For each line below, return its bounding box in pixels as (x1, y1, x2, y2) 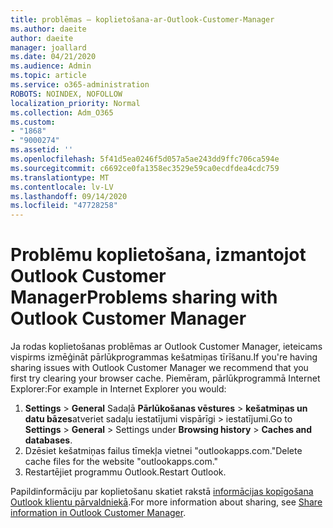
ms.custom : (10, 117, 56, 127)
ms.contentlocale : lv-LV (10, 182, 114, 192)
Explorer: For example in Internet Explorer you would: (10, 383, 227, 395)
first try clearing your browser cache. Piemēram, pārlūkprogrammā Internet (10, 372, 321, 385)
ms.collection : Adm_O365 (10, 107, 114, 118)
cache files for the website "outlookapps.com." (24, 456, 219, 468)
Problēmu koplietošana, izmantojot (10, 244, 307, 266)
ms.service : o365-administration (10, 80, 150, 90)
